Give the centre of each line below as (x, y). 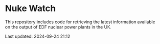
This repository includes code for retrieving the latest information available (80, 22)
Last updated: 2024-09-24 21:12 (38, 36)
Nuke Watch (31, 8)
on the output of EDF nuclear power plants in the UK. (58, 27)
